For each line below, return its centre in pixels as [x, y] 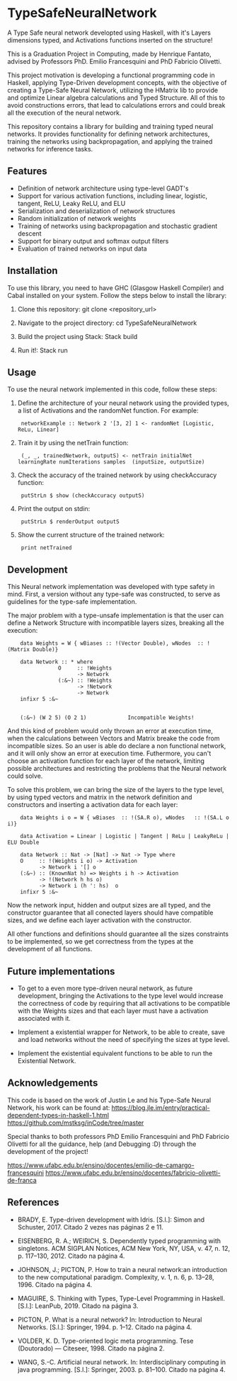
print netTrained [46, 548]
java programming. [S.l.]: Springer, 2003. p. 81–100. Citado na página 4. [121, 1369]
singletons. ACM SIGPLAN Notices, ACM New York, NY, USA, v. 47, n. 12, [124, 1248]
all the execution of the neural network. [64, 113]
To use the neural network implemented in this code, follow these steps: [112, 389]
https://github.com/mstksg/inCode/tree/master [76, 1123]
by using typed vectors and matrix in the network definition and [100, 797]
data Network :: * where [57, 662]
